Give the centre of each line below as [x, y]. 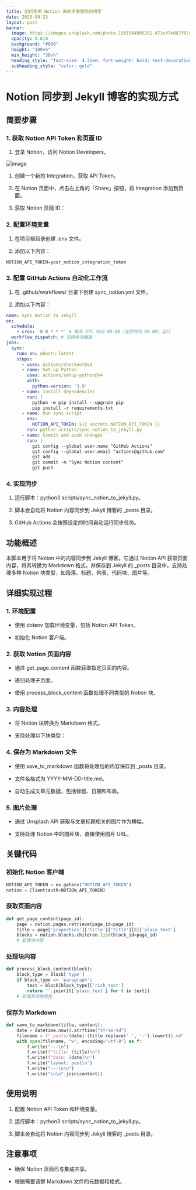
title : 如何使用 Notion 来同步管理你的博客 [54, 11]
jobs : [13, 343]
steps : [24, 359]
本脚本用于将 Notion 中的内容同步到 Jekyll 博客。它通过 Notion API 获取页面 [97, 558]
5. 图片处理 [22, 807]
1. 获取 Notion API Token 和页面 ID [54, 138]
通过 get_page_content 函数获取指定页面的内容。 [73, 668]
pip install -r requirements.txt [73, 408]
